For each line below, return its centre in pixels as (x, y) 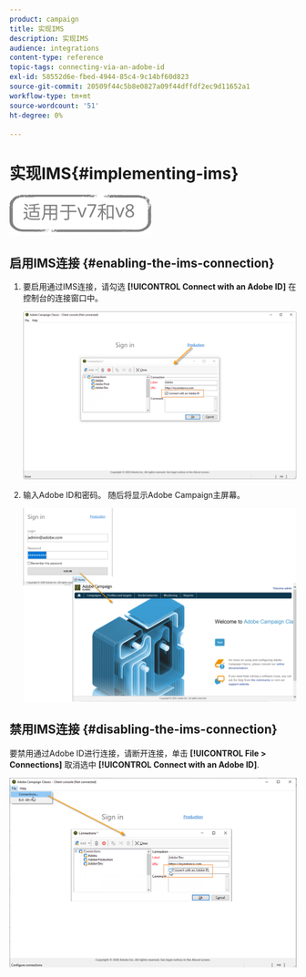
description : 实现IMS (49, 38)
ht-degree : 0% (36, 115)
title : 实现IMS (37, 29)
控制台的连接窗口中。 (62, 298)
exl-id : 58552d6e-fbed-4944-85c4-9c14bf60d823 (99, 77)
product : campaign (44, 19)
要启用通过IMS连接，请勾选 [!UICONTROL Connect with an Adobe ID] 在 (159, 286)
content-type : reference (56, 58)
